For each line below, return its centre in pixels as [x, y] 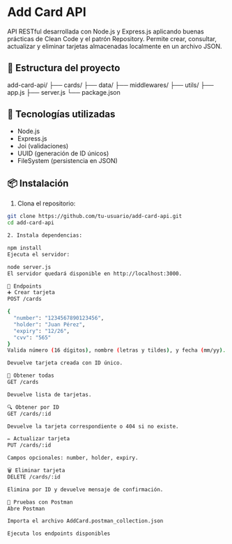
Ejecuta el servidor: [39, 254]
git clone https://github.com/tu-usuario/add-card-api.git [95, 217]
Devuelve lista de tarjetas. [49, 394]
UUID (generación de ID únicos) [63, 153]
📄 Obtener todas [31, 376]
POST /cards [24, 299]
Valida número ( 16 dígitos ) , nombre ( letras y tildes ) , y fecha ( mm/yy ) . [117, 350]
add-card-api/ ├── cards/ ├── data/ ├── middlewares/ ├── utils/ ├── [110, 85]
